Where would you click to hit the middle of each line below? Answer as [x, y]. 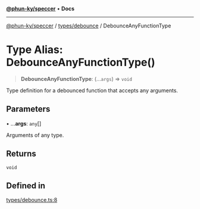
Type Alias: [35, 50]
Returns [21, 154]
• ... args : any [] [24, 123]
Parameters [28, 109]
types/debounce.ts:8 [32, 200]
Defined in [26, 185]
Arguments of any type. [35, 135]
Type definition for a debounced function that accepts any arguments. [92, 90]
